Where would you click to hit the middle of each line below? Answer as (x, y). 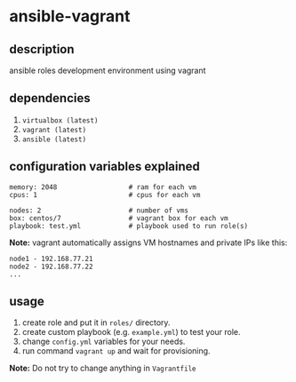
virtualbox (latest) (60, 120)
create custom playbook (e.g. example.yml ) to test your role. (132, 332)
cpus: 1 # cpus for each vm (105, 195)
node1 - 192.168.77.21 (51, 259)
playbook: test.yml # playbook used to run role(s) (129, 226)
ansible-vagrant (70, 16)
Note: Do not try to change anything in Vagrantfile (103, 368)
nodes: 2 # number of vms (99, 211)
